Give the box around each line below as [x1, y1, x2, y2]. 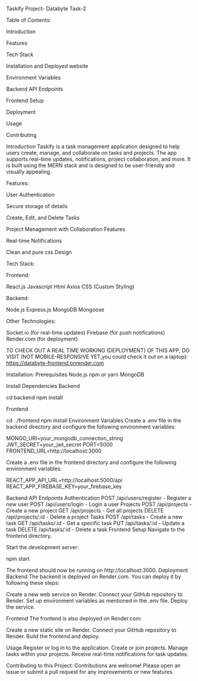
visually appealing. [6, 168, 52, 175]
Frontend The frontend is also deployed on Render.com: [6, 615, 142, 622]
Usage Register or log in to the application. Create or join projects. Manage [6, 644, 188, 651]
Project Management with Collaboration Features [6, 225, 125, 233]
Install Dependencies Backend [6, 383, 80, 389]
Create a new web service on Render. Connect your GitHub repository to [6, 591, 183, 598]
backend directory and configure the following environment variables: [6, 424, 176, 430]
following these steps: [6, 580, 60, 586]
